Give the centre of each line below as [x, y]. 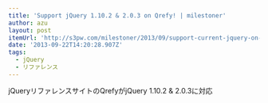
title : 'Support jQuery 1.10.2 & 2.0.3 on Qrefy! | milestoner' [117, 15]
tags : [17, 52]
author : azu [28, 23]
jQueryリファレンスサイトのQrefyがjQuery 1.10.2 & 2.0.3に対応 [110, 90]
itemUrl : [23, 38]
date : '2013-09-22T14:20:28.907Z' [66, 45]
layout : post [30, 30]
